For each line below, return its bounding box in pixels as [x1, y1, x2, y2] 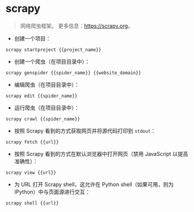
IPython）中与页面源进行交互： [14, 188, 91, 195]
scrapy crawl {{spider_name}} [5, 116, 81, 122]
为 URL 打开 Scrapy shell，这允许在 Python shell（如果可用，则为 [14, 180, 174, 188]
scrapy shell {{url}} [5, 200, 59, 206]
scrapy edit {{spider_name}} [5, 93, 78, 99]
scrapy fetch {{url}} [5, 139, 59, 145]
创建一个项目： [14, 35, 51, 42]
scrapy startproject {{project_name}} [5, 46, 101, 52]
